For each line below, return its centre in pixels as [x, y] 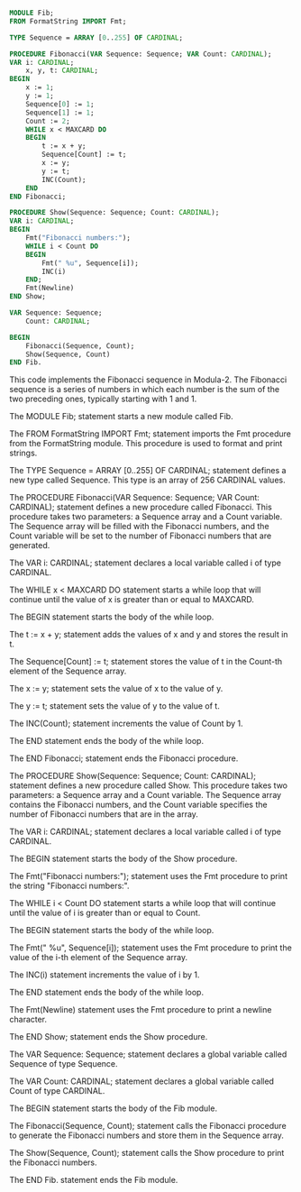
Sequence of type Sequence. [64, 1064]
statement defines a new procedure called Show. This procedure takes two [149, 785]
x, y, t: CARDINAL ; [62, 71]
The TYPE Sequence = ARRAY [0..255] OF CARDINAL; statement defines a [148, 471]
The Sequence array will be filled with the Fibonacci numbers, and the [139, 527]
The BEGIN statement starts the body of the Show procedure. [123, 859]
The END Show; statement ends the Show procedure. [109, 1037]
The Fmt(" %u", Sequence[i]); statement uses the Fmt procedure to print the [151, 948]
